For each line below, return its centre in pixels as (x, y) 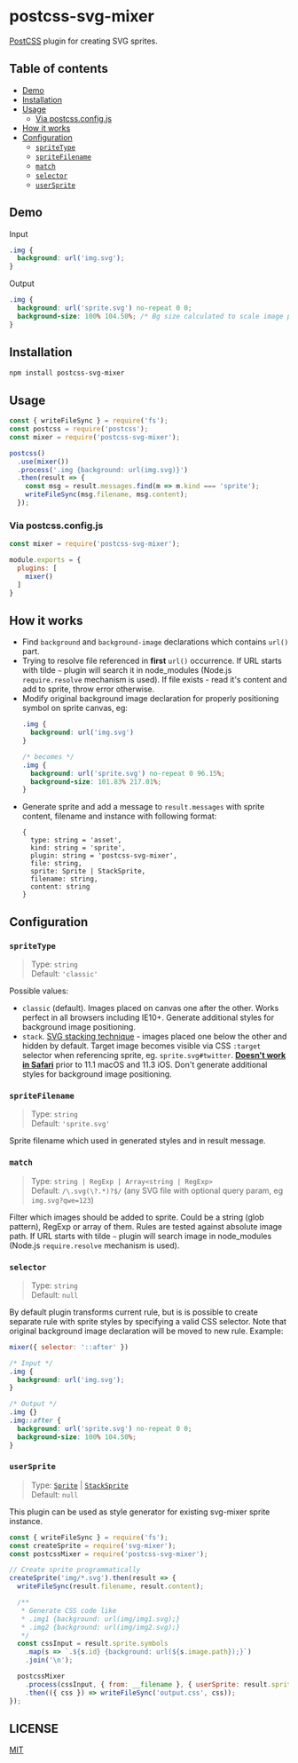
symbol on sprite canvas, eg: (75, 708)
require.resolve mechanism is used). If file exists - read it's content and (154, 680)
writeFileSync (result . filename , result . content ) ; (110, 1586)
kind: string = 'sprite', (78, 848)
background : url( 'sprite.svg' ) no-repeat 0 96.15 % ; (128, 773)
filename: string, (64, 879)
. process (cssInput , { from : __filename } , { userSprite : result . (149, 1684)
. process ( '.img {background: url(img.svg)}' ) (103, 470)
